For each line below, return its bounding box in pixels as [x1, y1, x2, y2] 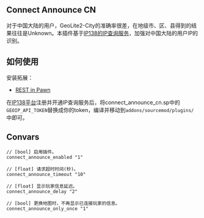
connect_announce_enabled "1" [6, 155, 84, 161]
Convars [6, 132, 40, 142]
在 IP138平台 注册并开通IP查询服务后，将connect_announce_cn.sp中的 [6, 99, 180, 106]
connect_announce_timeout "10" [6, 172, 86, 178]
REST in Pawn [15, 86, 51, 93]
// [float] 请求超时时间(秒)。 [6, 166, 79, 172]
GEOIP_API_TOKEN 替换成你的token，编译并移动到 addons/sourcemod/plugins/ [6, 106, 194, 113]
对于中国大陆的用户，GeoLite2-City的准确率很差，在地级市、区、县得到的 [6, 21, 192, 29]
